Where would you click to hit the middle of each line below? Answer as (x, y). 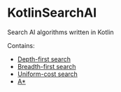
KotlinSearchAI (52, 13)
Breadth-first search (47, 66)
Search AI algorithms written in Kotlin (60, 32)
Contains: (21, 45)
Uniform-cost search (48, 74)
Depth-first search (44, 59)
